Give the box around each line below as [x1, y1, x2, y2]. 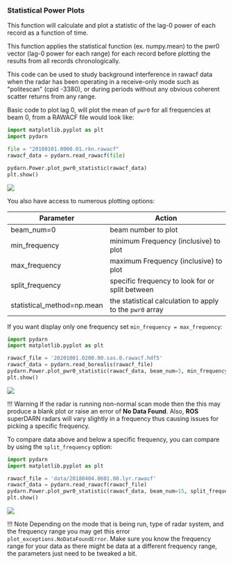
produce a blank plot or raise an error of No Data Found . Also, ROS [7, 407, 199, 415]
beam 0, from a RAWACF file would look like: [7, 113, 135, 121]
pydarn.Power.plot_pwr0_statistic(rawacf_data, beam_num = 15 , [7, 488, 188, 495]
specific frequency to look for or [110, 276, 215, 286]
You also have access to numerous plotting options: [7, 196, 155, 205]
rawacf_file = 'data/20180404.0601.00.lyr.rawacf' [7, 475, 157, 482]
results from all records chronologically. [7, 57, 121, 65]
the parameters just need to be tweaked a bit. [7, 549, 137, 558]
